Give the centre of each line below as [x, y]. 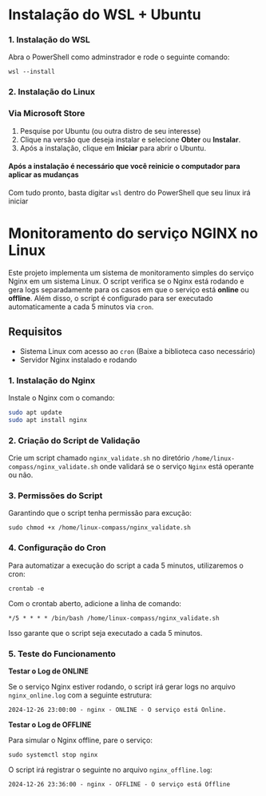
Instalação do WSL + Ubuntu [105, 15]
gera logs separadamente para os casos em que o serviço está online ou [129, 289]
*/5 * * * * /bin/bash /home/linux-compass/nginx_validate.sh [114, 618]
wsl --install [32, 72]
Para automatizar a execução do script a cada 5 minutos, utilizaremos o [126, 565]
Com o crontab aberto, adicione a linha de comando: [95, 603]
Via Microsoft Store [47, 114]
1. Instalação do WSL [49, 40]
